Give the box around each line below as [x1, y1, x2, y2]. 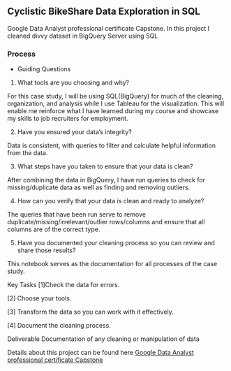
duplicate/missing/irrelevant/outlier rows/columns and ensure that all [7, 218, 205, 226]
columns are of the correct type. [7, 225, 100, 233]
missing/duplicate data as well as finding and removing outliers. [7, 183, 191, 191]
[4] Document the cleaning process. [7, 321, 112, 330]
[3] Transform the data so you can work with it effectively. [7, 307, 174, 317]
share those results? [17, 246, 76, 254]
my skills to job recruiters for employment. [7, 115, 128, 123]
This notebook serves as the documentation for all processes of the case [7, 260, 218, 268]
